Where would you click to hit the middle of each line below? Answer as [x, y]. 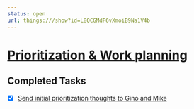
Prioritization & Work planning [97, 55]
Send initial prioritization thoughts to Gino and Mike [92, 98]
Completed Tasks [47, 81]
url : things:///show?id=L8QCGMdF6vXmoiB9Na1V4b [79, 20]
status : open [27, 14]
